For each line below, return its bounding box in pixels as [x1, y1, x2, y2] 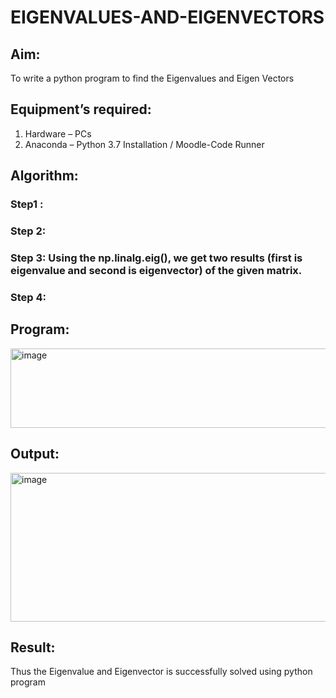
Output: [10, 446, 60, 463]
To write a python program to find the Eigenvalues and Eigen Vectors [10, 72, 295, 84]
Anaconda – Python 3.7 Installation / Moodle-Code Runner [24, 138, 265, 150]
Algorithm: [10, 167, 79, 185]
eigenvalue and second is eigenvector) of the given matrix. [10, 263, 303, 277]
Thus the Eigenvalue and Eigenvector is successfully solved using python [10, 666, 313, 678]
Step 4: [10, 290, 47, 304]
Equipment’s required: [10, 101, 152, 118]
